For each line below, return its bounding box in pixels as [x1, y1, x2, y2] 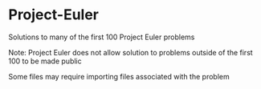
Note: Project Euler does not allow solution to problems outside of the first [8, 47, 253, 57]
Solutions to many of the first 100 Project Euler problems [8, 32, 195, 42]
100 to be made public [8, 56, 82, 66]
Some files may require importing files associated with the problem [8, 71, 230, 81]
